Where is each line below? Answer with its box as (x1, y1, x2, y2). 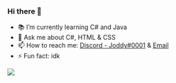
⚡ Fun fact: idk (17, 52, 60, 60)
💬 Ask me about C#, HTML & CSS (17, 33, 116, 42)
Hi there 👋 (7, 6, 43, 16)
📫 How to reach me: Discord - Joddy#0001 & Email (17, 41, 169, 50)
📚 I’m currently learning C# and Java (17, 23, 128, 31)
